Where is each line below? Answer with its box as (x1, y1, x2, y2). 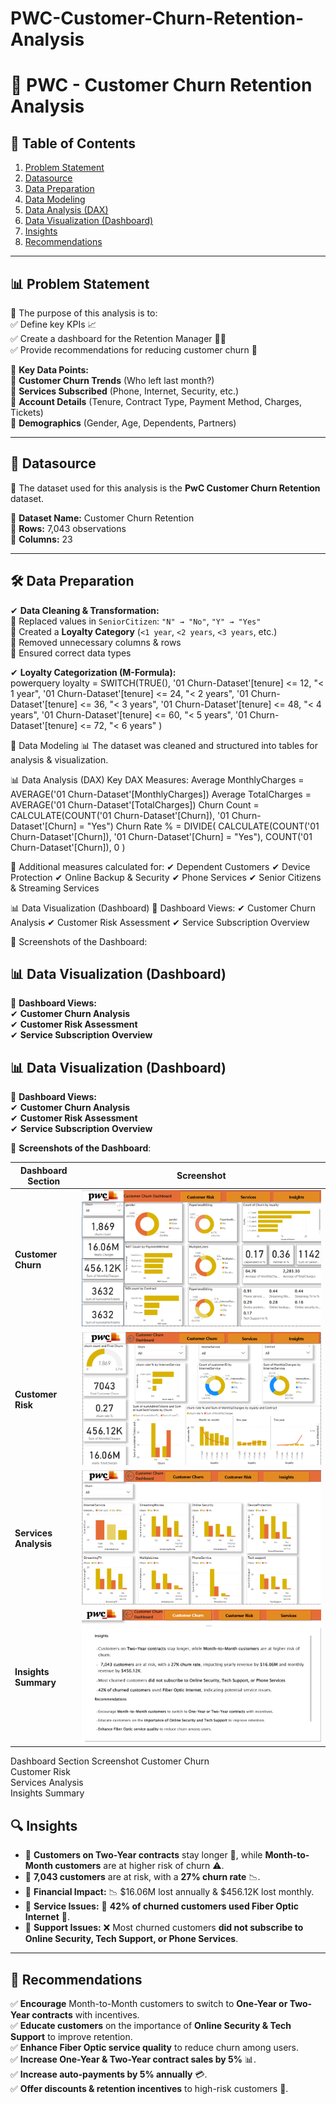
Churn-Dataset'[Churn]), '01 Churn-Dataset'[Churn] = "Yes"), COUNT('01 (10, 830, 313, 842)
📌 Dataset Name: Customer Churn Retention (10, 512, 195, 524)
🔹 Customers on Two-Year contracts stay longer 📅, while (24, 1849, 263, 1861)
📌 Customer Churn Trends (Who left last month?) (10, 375, 215, 386)
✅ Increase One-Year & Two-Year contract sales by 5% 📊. (10, 2053, 257, 2066)
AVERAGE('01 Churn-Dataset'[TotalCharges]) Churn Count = (10, 798, 260, 811)
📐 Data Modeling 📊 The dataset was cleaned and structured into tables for (10, 739, 319, 751)
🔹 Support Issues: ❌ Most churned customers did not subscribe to (24, 1922, 304, 1934)
